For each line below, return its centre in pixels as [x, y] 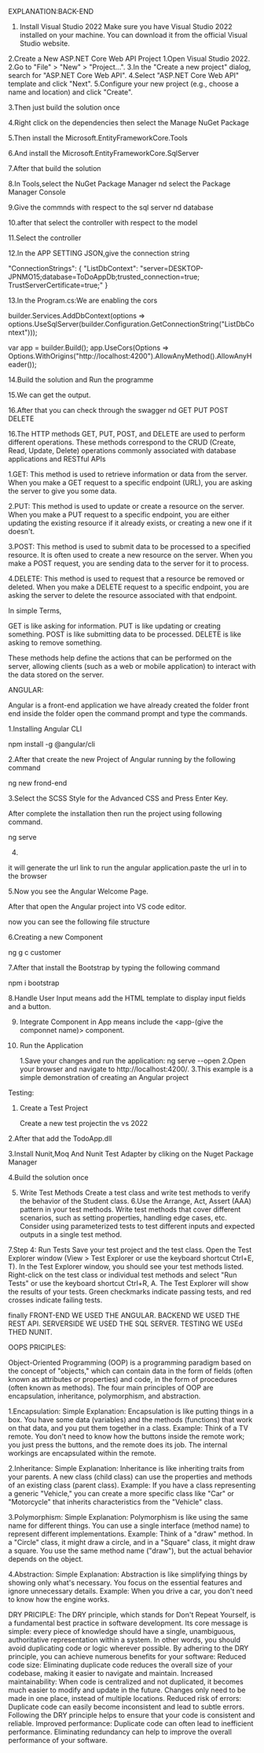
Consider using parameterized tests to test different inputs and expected [137, 1226]
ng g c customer [35, 952]
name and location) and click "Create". [71, 92]
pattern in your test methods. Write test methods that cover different [130, 1209]
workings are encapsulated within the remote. [82, 1453]
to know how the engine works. [59, 1599]
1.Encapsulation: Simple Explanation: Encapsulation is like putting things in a [131, 1411]
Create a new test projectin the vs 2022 [83, 1123]
